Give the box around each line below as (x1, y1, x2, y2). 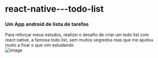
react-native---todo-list (5, 3, 104, 15)
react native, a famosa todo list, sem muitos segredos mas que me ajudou (5, 37, 154, 43)
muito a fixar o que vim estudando (5, 42, 74, 48)
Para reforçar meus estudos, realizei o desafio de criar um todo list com (5, 32, 149, 38)
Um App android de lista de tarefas (5, 21, 89, 28)
